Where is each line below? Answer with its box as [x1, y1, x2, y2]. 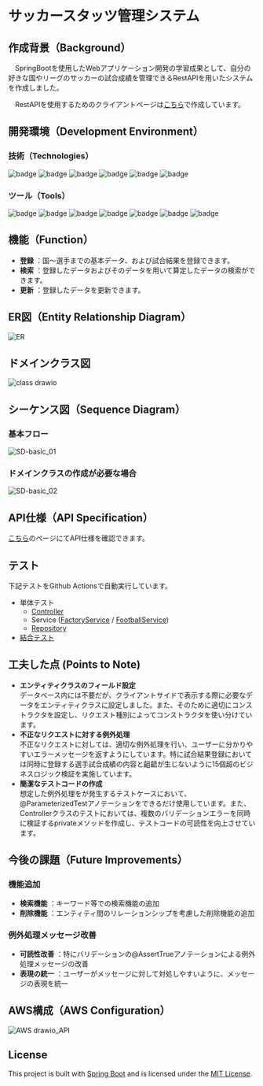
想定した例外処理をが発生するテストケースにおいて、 [19, 788, 191, 798]
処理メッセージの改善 [19, 958, 89, 969]
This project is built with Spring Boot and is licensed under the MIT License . [8, 1069, 253, 1079]
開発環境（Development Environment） [8, 125, 204, 139]
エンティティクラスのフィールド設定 [19, 680, 136, 690]
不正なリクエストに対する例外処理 [19, 729, 130, 739]
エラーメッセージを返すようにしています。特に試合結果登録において [33, 749, 253, 758]
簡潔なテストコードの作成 [19, 779, 103, 788]
